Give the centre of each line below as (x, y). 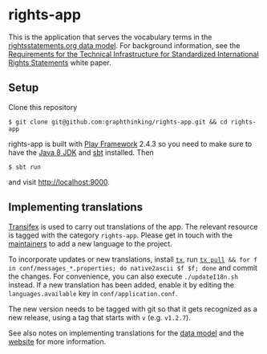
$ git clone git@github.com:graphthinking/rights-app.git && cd (118, 122)
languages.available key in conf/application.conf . (93, 293)
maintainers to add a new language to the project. (90, 243)
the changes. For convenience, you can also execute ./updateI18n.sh (123, 276)
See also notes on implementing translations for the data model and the (126, 333)
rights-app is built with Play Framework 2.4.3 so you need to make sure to (130, 144)
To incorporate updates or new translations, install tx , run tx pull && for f (133, 259)
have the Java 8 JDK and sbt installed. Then (81, 152)
